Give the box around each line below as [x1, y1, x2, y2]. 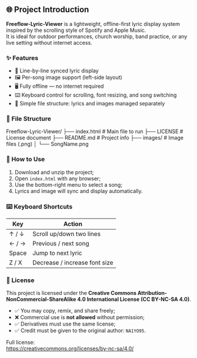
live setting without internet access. [6, 39, 92, 46]
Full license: [6, 339, 35, 346]
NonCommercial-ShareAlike [6, 296, 76, 303]
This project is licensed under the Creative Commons [6, 290, 137, 297]
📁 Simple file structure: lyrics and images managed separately [14, 100, 165, 107]
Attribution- [137, 290, 168, 297]
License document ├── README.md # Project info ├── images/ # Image [6, 134, 184, 141]
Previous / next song [32, 240, 89, 247]
